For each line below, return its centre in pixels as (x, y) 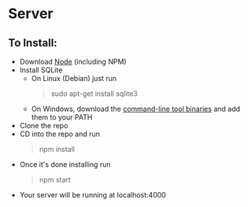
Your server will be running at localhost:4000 (93, 195)
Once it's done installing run (65, 164)
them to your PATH (62, 117)
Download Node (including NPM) (73, 61)
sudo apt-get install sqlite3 (94, 94)
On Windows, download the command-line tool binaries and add (136, 109)
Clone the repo (44, 126)
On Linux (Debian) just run (74, 78)
